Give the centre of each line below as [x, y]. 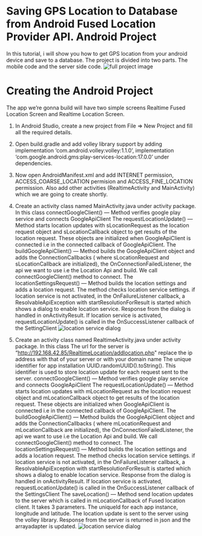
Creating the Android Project [80, 91]
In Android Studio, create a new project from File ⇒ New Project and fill [104, 126]
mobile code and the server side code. [54, 66]
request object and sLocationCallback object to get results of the [96, 232]
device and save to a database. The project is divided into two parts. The [97, 60]
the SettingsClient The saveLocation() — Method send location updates [104, 494]
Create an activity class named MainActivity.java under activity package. [106, 206]
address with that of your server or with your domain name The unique [103, 359]
